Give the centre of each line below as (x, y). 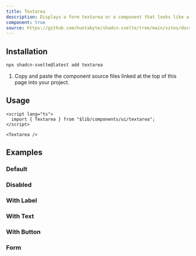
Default (17, 169)
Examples (24, 153)
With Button (23, 231)
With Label (22, 200)
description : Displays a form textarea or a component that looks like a (98, 17)
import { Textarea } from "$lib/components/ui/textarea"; (83, 119)
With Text (20, 216)
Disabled (19, 185)
